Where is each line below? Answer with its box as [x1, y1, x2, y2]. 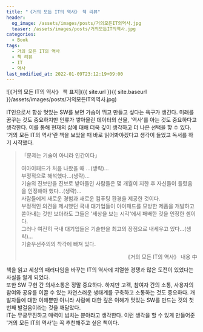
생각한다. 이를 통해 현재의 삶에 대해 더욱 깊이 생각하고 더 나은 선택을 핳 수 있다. [6, 124, 192, 131]
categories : [6, 32, 36, 38]
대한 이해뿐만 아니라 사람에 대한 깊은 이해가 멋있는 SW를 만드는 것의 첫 [27, 296, 195, 304]
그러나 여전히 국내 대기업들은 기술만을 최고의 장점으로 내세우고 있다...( [21, 225, 187, 233]
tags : [6, 43, 20, 49]
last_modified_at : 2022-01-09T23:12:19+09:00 [6, 71, 123, 77]
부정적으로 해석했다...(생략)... [21, 172, 90, 179]
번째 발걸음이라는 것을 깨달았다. [6, 304, 81, 311]
